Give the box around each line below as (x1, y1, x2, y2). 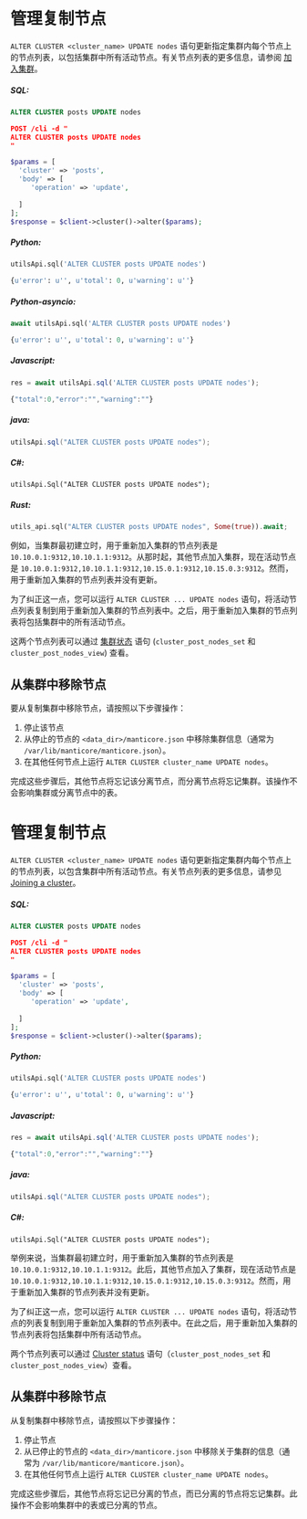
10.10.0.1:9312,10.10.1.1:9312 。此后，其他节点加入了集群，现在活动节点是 (10, 1263, 297, 1274)
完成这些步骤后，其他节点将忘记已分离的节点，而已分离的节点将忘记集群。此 (10, 1488, 298, 1499)
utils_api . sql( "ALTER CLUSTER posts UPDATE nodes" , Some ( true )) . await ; (10, 522, 288, 532)
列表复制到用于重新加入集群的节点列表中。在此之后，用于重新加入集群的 (26, 1317, 298, 1328)
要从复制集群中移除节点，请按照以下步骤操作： (10, 702, 186, 713)
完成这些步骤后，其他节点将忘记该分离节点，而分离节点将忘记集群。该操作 (10, 775, 290, 786)
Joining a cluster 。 (10, 877, 81, 888)
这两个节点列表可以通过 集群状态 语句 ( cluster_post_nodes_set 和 (10, 636, 256, 647)
